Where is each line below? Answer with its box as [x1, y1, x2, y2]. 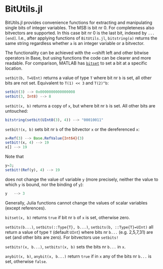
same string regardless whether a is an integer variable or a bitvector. [5, 40, 145, 46]
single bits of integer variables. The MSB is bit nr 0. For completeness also [5, 24, 155, 30]
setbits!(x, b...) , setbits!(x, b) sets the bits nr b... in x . [5, 244, 126, 249]
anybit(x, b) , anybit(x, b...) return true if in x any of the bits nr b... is [5, 253, 152, 259]
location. [5, 65, 23, 71]
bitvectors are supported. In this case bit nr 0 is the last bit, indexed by [5, 30, 147, 36]
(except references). [5, 205, 46, 211]
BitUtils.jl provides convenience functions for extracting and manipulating [5, 20, 153, 25]
